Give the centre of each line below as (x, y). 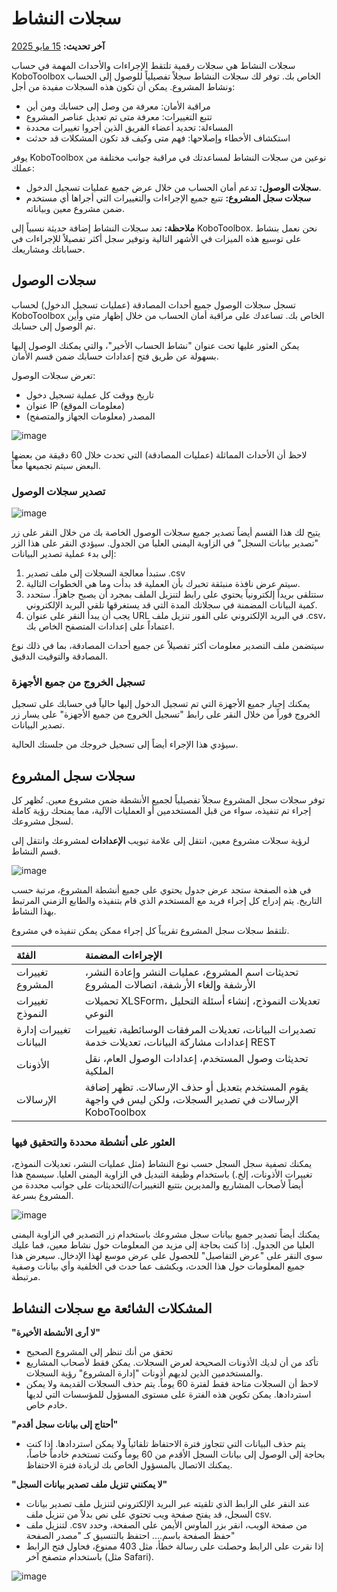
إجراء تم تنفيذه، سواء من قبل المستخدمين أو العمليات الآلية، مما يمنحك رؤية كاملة (161, 811)
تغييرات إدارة (43, 1030)
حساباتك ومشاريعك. (48, 249)
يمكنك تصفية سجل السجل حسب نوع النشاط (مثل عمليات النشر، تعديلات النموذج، (162, 1164)
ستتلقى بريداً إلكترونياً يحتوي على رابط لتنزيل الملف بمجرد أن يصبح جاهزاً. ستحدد (174, 594)
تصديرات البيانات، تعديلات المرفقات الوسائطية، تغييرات (200, 1030)
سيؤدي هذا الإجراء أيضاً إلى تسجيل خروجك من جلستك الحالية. (125, 744)
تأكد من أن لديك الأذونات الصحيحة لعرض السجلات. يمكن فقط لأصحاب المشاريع (172, 1363)
